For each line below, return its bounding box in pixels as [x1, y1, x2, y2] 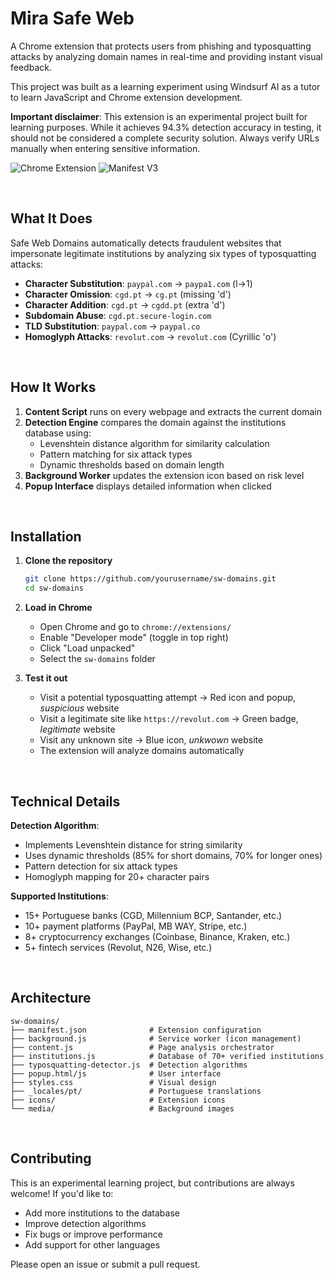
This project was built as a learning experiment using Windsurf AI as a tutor [10, 80, 321, 92]
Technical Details [10, 793, 121, 810]
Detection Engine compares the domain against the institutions [24, 416, 287, 428]
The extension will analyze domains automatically [39, 745, 245, 757]
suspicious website [39, 702, 120, 714]
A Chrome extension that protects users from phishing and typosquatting [10, 40, 312, 52]
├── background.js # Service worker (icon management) [10, 1033, 302, 1044]
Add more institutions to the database [24, 1207, 180, 1219]
